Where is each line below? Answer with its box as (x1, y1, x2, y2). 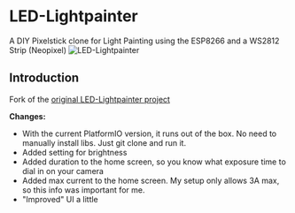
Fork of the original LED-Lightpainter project (9, 94, 171, 104)
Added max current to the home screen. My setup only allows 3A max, (21, 175, 280, 186)
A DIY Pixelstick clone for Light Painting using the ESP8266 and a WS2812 (9, 35, 280, 46)
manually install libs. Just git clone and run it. (21, 137, 187, 148)
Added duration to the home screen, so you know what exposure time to (21, 156, 286, 167)
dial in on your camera (21, 165, 105, 176)
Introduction (9, 71, 80, 86)
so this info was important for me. (21, 184, 145, 195)
